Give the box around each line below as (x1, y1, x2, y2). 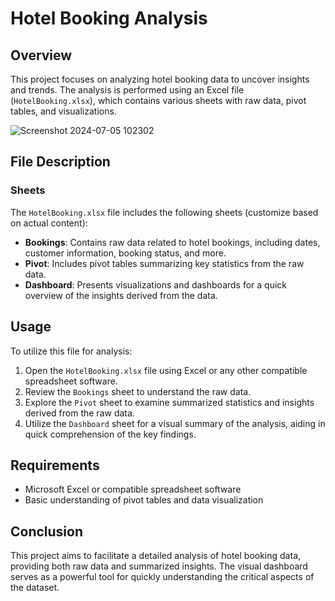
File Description (10, 153, 111, 171)
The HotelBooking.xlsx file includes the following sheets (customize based (10, 206, 319, 218)
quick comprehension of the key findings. (24, 428, 197, 440)
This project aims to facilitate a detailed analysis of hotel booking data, (10, 550, 302, 562)
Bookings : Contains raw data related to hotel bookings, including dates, (24, 236, 321, 248)
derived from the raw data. (24, 407, 135, 419)
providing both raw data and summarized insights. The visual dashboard (10, 560, 308, 572)
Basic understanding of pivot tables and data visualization (24, 494, 264, 506)
